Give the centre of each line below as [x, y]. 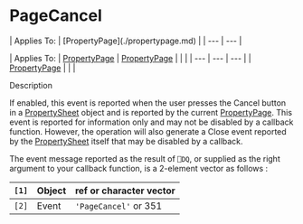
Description [31, 85]
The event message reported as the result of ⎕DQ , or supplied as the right [145, 158]
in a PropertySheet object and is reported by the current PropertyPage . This [151, 112]
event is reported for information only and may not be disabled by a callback [151, 122]
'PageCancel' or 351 [119, 206]
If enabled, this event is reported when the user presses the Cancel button [148, 103]
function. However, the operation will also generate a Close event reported [148, 131]
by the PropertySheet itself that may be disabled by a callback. [126, 141]
